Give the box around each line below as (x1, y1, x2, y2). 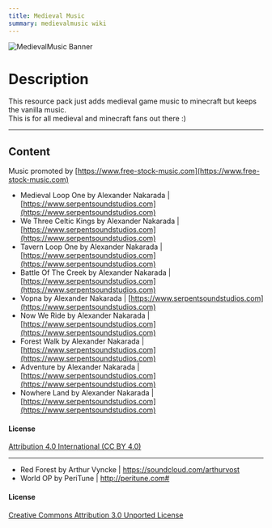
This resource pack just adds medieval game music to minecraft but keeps (8, 96, 257, 106)
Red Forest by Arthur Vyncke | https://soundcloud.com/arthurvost (19, 465, 240, 475)
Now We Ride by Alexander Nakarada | (19, 310, 150, 320)
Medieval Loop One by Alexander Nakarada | (19, 191, 170, 201)
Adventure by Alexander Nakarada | (19, 362, 140, 372)
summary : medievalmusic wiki (8, 19, 107, 27)
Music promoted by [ (8, 167, 79, 176)
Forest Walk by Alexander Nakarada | (19, 336, 144, 346)
